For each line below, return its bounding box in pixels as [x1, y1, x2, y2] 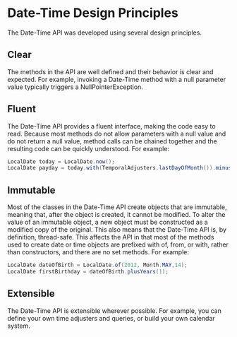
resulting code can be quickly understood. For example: [7, 144, 170, 153]
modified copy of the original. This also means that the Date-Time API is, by [7, 225, 227, 234]
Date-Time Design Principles [7, 5, 178, 21]
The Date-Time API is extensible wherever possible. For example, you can [7, 306, 222, 315]
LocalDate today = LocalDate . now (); [7, 158, 115, 165]
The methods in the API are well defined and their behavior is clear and [7, 67, 214, 76]
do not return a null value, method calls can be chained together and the [7, 136, 217, 146]
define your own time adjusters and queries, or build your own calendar [7, 314, 215, 322]
